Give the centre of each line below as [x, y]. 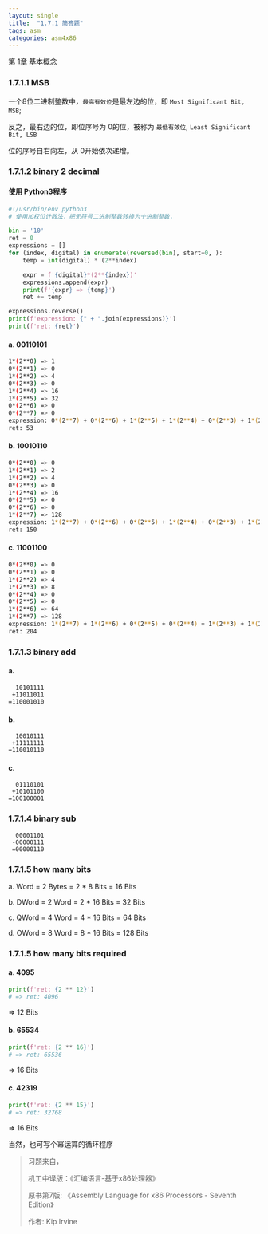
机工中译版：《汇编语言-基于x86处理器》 [93, 1178]
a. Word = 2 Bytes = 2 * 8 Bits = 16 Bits [73, 886]
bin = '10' [26, 231]
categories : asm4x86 [43, 38]
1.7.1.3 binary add [42, 652]
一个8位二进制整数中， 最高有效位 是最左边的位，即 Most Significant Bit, [127, 101]
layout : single [33, 16]
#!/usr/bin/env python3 [48, 209]
